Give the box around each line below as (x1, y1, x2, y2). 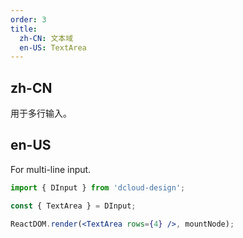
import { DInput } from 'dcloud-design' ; (10, 182, 186, 193)
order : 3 (10, 14, 47, 25)
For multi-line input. (10, 163, 92, 175)
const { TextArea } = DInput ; (10, 201, 137, 211)
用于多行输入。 (10, 107, 72, 120)
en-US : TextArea (19, 42, 87, 53)
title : (10, 24, 38, 34)
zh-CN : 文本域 (19, 33, 74, 43)
